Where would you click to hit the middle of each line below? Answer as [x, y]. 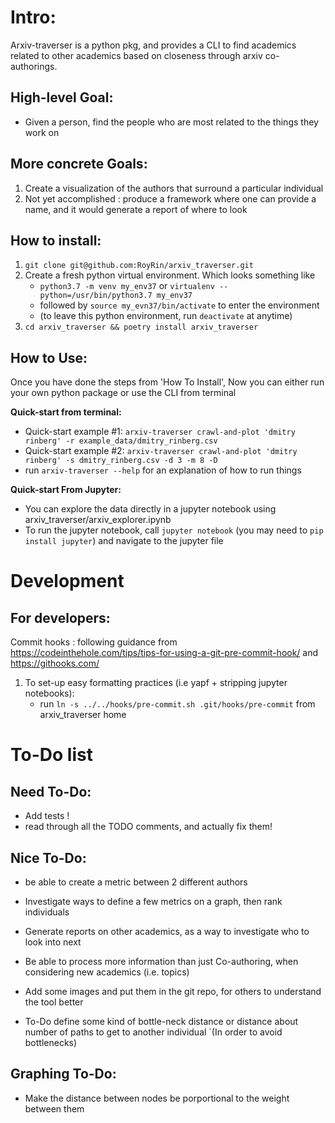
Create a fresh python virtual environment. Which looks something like [170, 275]
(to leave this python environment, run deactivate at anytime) [166, 316]
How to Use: [49, 357]
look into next [53, 942]
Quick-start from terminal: [66, 412]
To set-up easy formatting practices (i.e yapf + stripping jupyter [156, 683]
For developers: [60, 617]
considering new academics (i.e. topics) [107, 972]
